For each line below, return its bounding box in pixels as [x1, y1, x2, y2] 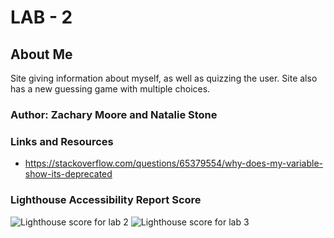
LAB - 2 [10, 6, 73, 29]
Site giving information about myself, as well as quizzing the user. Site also [10, 72, 318, 84]
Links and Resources [10, 134, 114, 148]
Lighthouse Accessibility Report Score [10, 193, 202, 207]
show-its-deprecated [24, 168, 113, 180]
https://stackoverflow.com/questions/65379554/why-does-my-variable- [24, 157, 324, 170]
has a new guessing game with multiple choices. [10, 83, 211, 95]
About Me [10, 46, 73, 63]
